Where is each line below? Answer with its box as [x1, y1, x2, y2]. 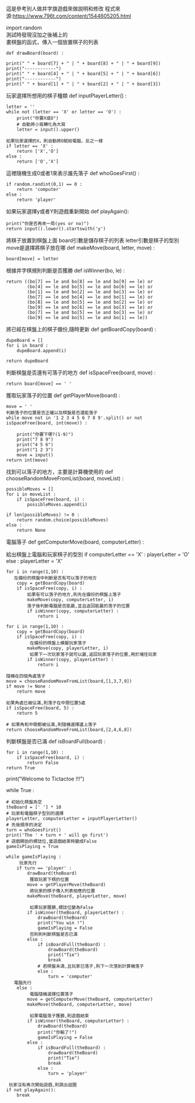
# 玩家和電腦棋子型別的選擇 [6, 810, 64, 816]
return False [27, 760, 59, 766]
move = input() [16, 452, 54, 458]
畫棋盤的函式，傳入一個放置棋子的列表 [6, 39, 98, 45]
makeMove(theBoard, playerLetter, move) [27, 893, 127, 899]
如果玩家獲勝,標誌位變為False [29, 904, 94, 910]
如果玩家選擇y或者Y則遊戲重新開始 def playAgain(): [6, 208, 129, 214]
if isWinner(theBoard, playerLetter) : [27, 910, 125, 916]
